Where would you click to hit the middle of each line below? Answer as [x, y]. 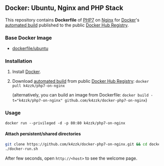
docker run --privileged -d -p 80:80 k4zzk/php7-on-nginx [65, 123]
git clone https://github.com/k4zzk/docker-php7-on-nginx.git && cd [76, 144]
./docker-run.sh [21, 149]
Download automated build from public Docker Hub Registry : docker [81, 81]
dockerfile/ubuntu [30, 48]
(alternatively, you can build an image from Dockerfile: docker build [80, 95]
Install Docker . [26, 72]
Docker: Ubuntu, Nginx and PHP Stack [64, 8]
